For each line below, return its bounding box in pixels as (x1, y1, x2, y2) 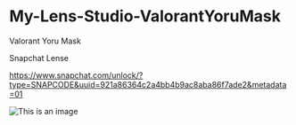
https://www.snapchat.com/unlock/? (9, 69, 144, 81)
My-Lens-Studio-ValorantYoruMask (9, 6, 281, 27)
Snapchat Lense (9, 52, 70, 63)
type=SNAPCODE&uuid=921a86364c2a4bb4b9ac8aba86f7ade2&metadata (9, 79, 287, 90)
